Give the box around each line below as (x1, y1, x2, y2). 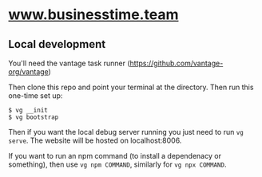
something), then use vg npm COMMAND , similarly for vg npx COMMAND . (8, 159, 227, 169)
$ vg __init (8, 106, 48, 114)
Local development (8, 37, 106, 51)
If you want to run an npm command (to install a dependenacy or (8, 151, 222, 160)
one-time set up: (8, 91, 63, 100)
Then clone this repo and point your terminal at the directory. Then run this (8, 82, 254, 92)
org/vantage (8, 67, 50, 77)
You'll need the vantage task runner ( (8, 58, 130, 68)
